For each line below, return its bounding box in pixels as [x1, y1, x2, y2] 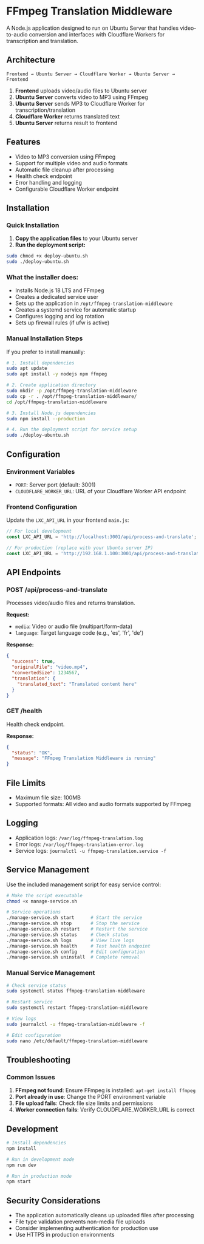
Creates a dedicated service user [15, 293, 99, 301]
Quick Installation [6, 220, 59, 229]
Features [6, 137, 41, 147]
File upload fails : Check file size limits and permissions [15, 1099, 154, 1107]
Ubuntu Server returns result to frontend [15, 119, 118, 126]
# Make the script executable [6, 892, 83, 898]
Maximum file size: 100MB [15, 794, 81, 801]
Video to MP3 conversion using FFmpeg [15, 153, 116, 160]
